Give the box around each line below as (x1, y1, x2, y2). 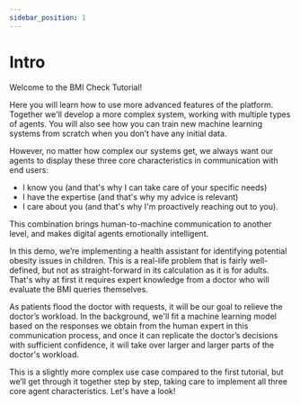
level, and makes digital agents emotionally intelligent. (9, 228, 209, 238)
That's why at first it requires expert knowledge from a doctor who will (9, 274, 269, 284)
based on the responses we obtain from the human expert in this (9, 320, 249, 331)
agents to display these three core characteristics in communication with (9, 155, 278, 166)
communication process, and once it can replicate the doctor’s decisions (9, 329, 278, 340)
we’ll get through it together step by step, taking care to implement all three (9, 375, 287, 387)
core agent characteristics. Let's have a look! (9, 385, 176, 396)
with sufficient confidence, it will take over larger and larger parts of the (9, 339, 275, 350)
